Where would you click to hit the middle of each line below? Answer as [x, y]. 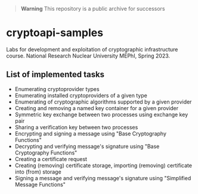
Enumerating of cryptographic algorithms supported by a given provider [103, 102]
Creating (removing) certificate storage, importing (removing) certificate [103, 165]
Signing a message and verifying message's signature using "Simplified [103, 178]
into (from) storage [38, 172]
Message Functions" [40, 184]
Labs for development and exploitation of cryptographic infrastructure [92, 49]
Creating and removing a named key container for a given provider [97, 108]
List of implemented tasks [55, 75]
